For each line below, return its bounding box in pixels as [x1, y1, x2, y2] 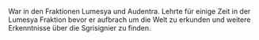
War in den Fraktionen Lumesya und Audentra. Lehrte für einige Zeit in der [8, 7, 251, 16]
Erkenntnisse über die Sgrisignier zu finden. [8, 24, 151, 32]
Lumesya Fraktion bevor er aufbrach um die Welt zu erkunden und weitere [8, 15, 251, 24]
